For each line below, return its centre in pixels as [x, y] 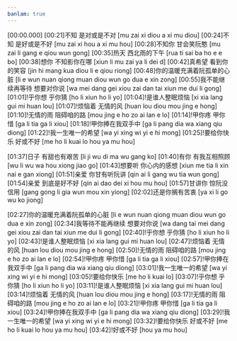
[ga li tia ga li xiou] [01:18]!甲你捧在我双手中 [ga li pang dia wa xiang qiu [119, 123]
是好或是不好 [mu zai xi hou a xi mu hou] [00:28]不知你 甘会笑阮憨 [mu [118, 44]
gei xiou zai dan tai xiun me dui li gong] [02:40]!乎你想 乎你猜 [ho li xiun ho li [118, 232]
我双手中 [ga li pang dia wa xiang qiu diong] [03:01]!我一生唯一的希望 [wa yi [117, 267]
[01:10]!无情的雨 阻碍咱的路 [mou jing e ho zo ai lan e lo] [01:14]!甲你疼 [109, 115]
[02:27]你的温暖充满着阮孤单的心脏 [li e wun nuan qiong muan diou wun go [117, 214]
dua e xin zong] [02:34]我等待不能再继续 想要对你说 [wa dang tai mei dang [116, 223]
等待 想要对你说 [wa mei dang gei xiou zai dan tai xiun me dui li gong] [121, 88]
